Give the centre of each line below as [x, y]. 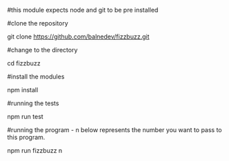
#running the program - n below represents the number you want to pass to [114, 130]
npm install [23, 90]
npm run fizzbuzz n [35, 150]
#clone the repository [38, 23]
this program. [26, 137]
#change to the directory [42, 50]
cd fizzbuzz [24, 63]
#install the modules [36, 76]
